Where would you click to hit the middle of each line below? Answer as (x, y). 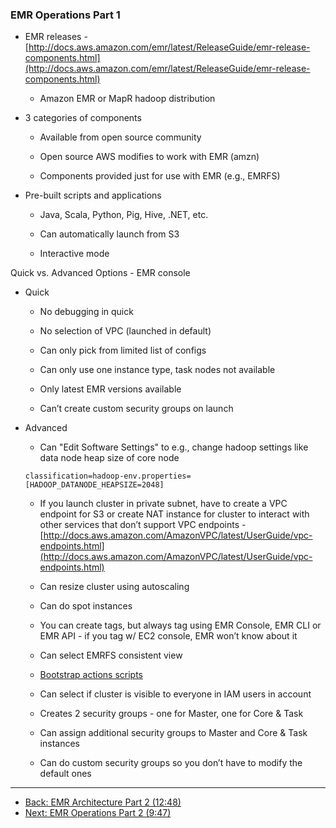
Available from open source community (120, 137)
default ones (65, 774)
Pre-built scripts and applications (93, 195)
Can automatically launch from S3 (109, 234)
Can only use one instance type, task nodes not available (157, 370)
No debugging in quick (86, 312)
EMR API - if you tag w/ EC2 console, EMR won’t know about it (168, 636)
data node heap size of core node (109, 458)
